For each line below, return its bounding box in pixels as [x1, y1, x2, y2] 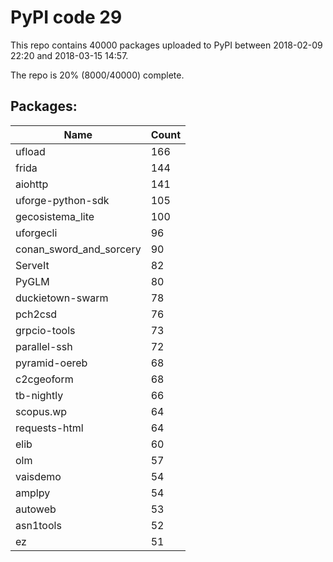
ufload [15, 144, 46, 158]
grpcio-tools [15, 323, 76, 337]
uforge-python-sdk [15, 193, 110, 207]
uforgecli [15, 226, 58, 240]
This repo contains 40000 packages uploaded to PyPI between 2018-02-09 [10, 39, 323, 51]
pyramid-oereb [15, 356, 88, 370]
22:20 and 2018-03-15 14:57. [10, 49, 129, 61]
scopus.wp [15, 404, 68, 418]
